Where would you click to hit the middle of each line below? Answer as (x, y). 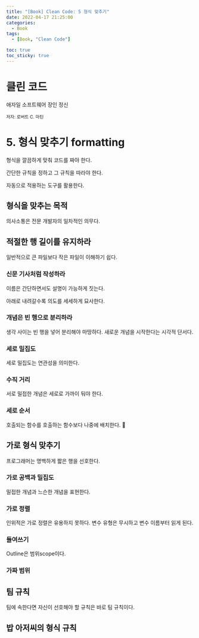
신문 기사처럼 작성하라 (36, 274)
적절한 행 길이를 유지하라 (49, 242)
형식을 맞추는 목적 (37, 206)
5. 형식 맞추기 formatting (66, 142)
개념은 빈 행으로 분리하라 (39, 318)
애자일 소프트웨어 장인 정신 (37, 104)
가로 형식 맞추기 (33, 445)
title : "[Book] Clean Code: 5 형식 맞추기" (58, 12)
